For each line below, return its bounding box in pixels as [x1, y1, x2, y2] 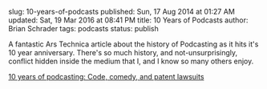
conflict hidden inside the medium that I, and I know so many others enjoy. [8, 56, 254, 66]
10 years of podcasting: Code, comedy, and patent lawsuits [8, 72, 204, 81]
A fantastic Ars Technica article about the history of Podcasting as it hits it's [8, 39, 259, 49]
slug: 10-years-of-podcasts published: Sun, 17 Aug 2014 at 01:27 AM [8, 7, 235, 16]
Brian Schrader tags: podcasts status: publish [8, 24, 159, 33]
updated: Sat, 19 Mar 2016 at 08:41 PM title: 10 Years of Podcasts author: [8, 15, 249, 25]
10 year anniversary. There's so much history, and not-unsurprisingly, [8, 48, 238, 57]
